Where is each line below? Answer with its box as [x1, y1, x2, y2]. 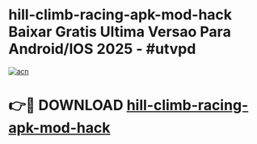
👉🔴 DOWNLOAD [8, 97, 124, 114]
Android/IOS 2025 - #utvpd [8, 40, 196, 58]
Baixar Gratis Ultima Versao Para [8, 23, 232, 41]
